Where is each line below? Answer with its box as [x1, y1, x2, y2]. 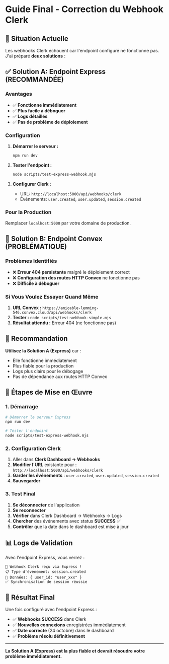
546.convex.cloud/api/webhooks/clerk [12, 310, 92, 315]
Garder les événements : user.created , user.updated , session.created [12, 472, 159, 479]
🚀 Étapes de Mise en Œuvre [5, 388, 93, 397]
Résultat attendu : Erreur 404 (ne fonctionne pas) [12, 320, 117, 326]
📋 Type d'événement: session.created [5, 569, 86, 574]
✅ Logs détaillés [12, 113, 48, 119]
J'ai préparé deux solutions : [5, 53, 66, 59]
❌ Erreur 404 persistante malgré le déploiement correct [12, 269, 130, 275]
